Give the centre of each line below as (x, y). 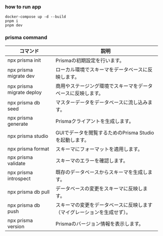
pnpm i (12, 21)
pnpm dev (14, 25)
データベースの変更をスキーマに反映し (99, 188)
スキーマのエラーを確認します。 (92, 160)
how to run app (23, 7)
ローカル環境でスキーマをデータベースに (102, 69)
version (16, 226)
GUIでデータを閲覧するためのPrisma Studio (105, 133)
